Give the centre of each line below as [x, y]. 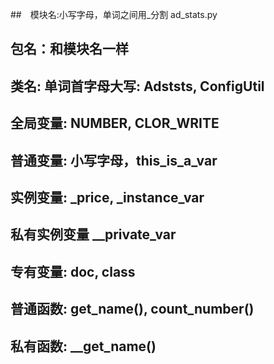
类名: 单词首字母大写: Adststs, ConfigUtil [137, 86]
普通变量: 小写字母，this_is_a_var [114, 160]
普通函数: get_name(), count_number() [132, 309]
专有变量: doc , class [73, 271]
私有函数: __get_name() [83, 346]
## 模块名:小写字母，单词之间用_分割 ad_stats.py [114, 14]
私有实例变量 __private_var [93, 234]
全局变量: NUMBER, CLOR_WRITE [115, 123]
